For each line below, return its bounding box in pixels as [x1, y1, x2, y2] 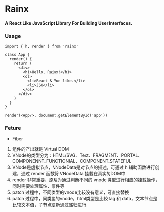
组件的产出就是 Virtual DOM [12, 146, 69, 152]
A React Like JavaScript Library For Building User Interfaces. [5, 20, 133, 26]
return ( [14, 61, 32, 66]
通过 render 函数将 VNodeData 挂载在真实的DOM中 [21, 171, 126, 177]
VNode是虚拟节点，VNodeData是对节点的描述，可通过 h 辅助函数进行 [12, 164, 155, 170]
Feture [5, 125, 21, 131]
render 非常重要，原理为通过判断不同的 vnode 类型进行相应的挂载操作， [12, 177, 160, 183]
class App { [5, 53, 30, 57]
